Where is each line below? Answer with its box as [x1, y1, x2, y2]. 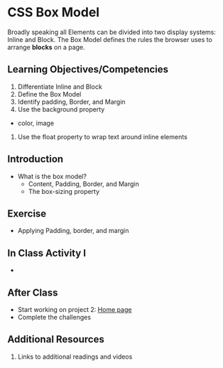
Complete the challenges [17, 313, 91, 321]
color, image [17, 119, 55, 127]
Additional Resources [7, 333, 104, 345]
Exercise [7, 207, 47, 220]
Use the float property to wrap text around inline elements [17, 132, 188, 141]
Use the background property [17, 104, 105, 114]
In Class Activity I [7, 247, 87, 259]
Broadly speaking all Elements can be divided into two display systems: [7, 28, 217, 36]
